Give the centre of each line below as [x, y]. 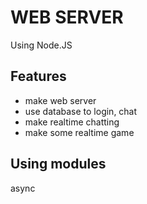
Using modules [58, 164]
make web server [60, 100]
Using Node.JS [41, 45]
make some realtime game [79, 132]
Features [38, 76]
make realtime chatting [72, 122]
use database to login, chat [81, 111]
